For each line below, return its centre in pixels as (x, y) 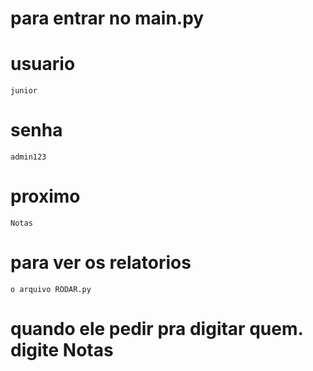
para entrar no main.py (107, 18)
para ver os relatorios (101, 263)
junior (24, 91)
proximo (45, 196)
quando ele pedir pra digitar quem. (156, 329)
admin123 (28, 157)
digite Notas (62, 350)
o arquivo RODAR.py (51, 289)
